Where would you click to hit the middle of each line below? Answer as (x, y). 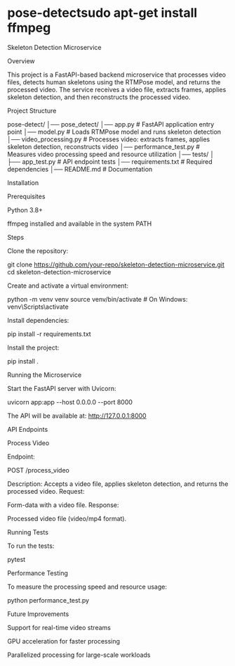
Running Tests (28, 532)
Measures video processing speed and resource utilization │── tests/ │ (111, 154)
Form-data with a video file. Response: (63, 505)
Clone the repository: (38, 250)
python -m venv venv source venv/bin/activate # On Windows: (98, 299)
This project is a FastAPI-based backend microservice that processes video (117, 75)
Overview (21, 60)
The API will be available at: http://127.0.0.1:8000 (77, 416)
